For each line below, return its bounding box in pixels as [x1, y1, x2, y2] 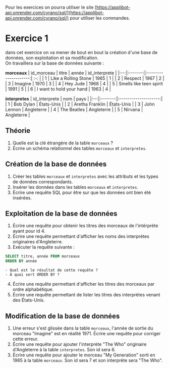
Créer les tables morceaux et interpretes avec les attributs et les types [12, 173, 159, 179]
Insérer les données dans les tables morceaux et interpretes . [12, 184, 139, 190]
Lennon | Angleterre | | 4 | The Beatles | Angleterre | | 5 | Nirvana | [5, 106, 143, 113]
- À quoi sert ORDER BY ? [5, 272, 60, 277]
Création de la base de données [5, 160, 107, 169]
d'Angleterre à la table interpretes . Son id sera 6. [12, 346, 116, 352]
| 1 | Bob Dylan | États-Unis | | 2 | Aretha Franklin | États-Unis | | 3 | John [5, 101, 155, 107]
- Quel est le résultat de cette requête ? [5, 268, 98, 273]
